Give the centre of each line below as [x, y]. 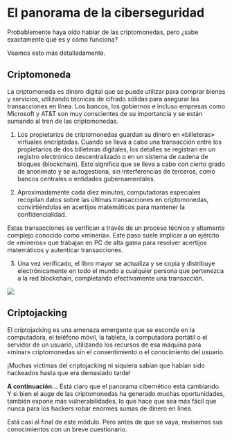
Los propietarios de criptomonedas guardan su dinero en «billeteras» [116, 134]
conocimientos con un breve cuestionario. [67, 429]
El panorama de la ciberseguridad [106, 13]
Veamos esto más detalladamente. [56, 53]
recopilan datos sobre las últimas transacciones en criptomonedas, [113, 199]
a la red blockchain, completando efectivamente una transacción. [110, 278]
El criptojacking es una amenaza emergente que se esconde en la [101, 330]
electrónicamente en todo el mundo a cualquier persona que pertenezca [121, 271]
